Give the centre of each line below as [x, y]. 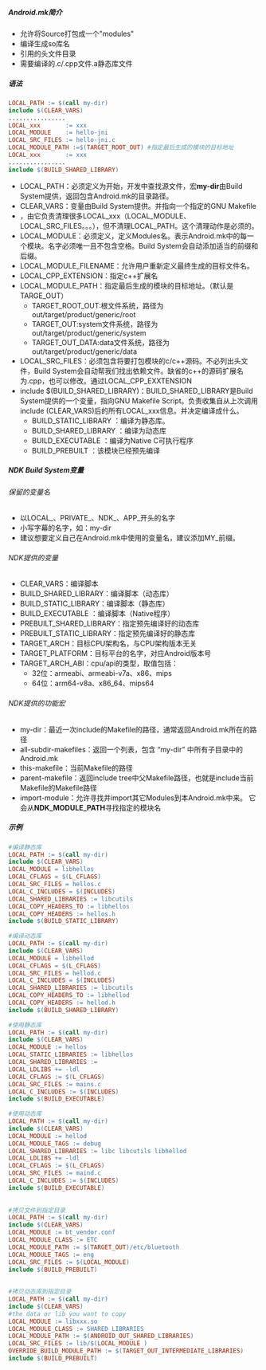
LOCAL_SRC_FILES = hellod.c [55, 973]
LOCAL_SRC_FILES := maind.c [55, 1173]
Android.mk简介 [35, 12]
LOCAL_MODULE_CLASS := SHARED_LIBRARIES [76, 1329]
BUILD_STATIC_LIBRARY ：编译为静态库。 [100, 420]
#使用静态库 [25, 1025]
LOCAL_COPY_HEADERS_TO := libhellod [69, 995]
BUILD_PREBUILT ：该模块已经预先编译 [96, 450]
